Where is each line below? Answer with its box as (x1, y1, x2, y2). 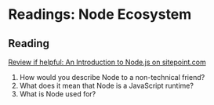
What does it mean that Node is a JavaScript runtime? (19, 81, 194, 90)
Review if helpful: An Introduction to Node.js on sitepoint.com (8, 57, 206, 67)
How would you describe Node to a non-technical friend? (19, 73, 205, 81)
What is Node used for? (19, 89, 96, 99)
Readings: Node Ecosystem (8, 5, 192, 24)
